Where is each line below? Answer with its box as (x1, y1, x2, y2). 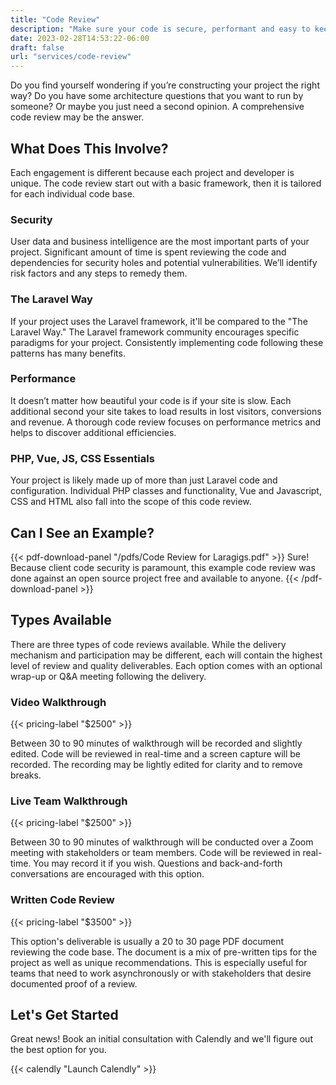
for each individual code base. (10, 187, 135, 200)
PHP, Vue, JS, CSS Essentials (10, 451, 155, 465)
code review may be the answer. (10, 111, 145, 123)
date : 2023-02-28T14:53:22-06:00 (10, 33, 150, 43)
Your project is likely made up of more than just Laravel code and (10, 474, 278, 486)
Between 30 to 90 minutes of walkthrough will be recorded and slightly (10, 737, 303, 750)
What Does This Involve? (10, 140, 169, 157)
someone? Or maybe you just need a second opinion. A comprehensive (10, 101, 305, 113)
